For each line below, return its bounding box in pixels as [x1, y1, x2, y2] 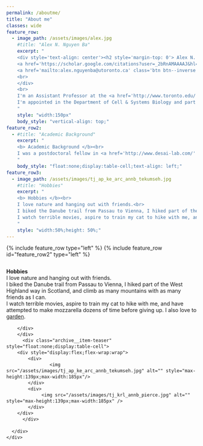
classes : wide [6, 22, 42, 28]
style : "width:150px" [17, 112, 71, 118]
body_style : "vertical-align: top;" [17, 118, 110, 124]
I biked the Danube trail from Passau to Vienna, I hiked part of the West [6, 281, 183, 288]
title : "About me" [6, 16, 53, 22]
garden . [6, 313, 26, 321]
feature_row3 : [6, 170, 42, 176]
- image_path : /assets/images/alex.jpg [11, 35, 112, 42]
